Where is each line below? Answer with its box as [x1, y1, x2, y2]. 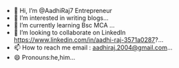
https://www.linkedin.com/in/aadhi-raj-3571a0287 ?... [13, 36, 164, 44]
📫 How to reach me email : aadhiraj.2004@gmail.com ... [13, 43, 173, 52]
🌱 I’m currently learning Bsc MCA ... [13, 21, 115, 29]
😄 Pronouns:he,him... [13, 54, 76, 61]
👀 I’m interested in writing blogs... [13, 14, 109, 22]
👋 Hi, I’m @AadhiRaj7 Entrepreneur [13, 7, 112, 14]
